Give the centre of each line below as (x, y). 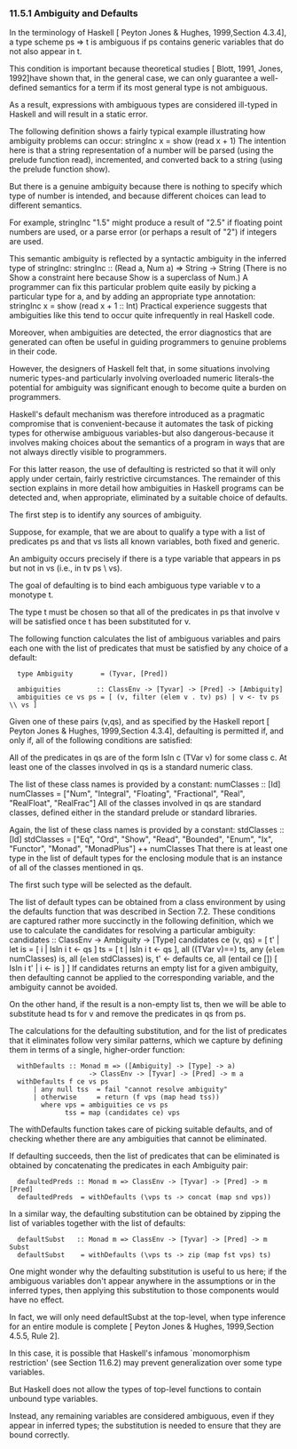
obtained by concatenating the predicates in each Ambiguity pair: (129, 1165)
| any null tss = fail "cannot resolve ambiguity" (130, 1090)
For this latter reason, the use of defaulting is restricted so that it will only (143, 469)
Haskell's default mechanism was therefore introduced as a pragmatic (137, 414)
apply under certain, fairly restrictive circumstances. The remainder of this (145, 479)
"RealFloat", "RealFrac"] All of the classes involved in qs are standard (135, 804)
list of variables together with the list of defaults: (98, 1223)
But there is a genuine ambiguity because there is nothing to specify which (146, 187)
